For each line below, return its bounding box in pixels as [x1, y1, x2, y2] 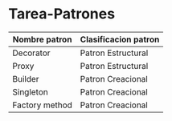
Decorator [12, 47, 51, 58]
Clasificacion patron [80, 34, 160, 45]
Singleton [12, 86, 48, 97]
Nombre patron [12, 34, 72, 45]
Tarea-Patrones [8, 5, 115, 23]
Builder [12, 73, 39, 84]
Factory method [12, 99, 72, 111]
